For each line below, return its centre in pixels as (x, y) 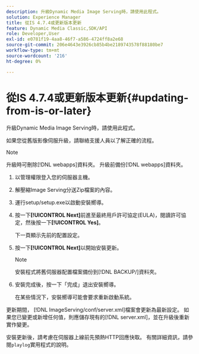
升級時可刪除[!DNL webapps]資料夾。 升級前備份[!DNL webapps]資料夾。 (96, 165)
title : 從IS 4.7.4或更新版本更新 (44, 23)
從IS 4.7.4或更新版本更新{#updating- (97, 98)
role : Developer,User (33, 34)
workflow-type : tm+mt (33, 50)
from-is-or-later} (49, 111)
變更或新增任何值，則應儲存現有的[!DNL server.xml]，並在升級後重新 (106, 317)
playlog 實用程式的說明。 (42, 344)
